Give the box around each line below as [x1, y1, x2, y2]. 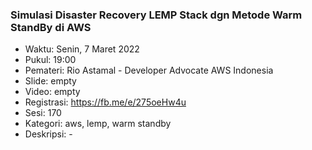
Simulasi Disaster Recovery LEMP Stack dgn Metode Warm [10, 8, 303, 22]
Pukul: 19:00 [24, 54, 77, 66]
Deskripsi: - [24, 128, 73, 140]
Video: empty [24, 86, 81, 98]
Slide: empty [24, 75, 77, 87]
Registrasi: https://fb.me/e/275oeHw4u [24, 96, 187, 108]
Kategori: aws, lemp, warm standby [24, 118, 172, 130]
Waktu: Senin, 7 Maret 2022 [24, 43, 140, 55]
